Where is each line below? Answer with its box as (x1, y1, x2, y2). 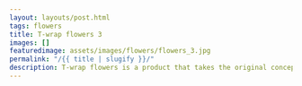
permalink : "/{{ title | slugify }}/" (9, 55, 155, 64)
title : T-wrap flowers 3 (9, 30, 102, 39)
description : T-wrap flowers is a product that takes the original (9, 64, 268, 73)
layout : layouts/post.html (9, 13, 111, 22)
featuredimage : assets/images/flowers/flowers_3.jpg (9, 47, 211, 56)
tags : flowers (9, 21, 63, 30)
